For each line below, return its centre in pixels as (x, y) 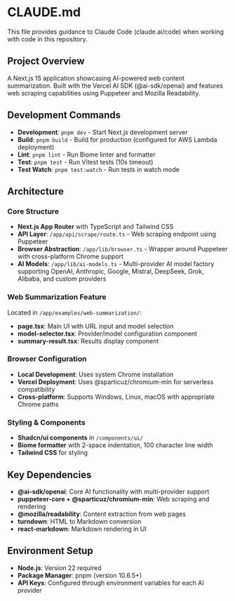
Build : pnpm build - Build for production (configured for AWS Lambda (117, 139)
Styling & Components (46, 422)
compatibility (36, 389)
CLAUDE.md (44, 12)
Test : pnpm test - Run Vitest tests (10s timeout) (85, 161)
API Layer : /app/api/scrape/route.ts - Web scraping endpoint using (116, 234)
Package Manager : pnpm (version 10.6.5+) (80, 575)
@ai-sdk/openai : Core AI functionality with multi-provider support (113, 491)
